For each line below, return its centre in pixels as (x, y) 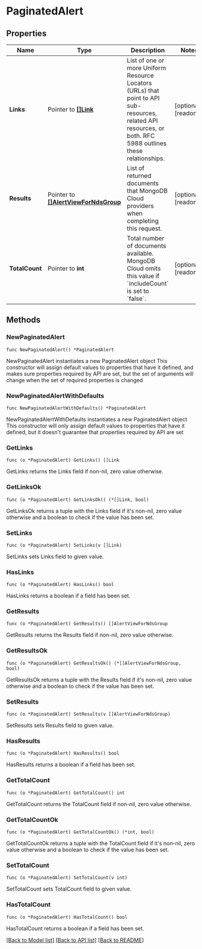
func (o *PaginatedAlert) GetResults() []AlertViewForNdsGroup (87, 624)
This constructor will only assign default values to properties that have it (96, 426)
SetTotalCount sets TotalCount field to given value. (69, 889)
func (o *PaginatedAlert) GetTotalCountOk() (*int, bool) (80, 832)
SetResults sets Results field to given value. (60, 725)
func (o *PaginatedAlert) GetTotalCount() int (66, 793)
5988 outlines (147, 143)
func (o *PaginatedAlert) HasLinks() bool (60, 585)
